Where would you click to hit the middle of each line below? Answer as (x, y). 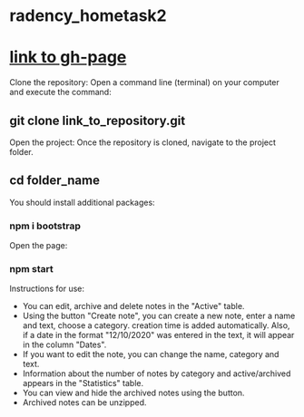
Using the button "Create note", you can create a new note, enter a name (159, 316)
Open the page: (39, 246)
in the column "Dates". (64, 344)
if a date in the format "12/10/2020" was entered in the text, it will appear (158, 335)
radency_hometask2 (88, 16)
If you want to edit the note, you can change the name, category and (151, 354)
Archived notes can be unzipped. (84, 402)
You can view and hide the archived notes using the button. (133, 393)
